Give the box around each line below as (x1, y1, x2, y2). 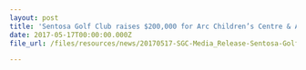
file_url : (9, 38, 47, 48)
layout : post (9, 13, 59, 23)
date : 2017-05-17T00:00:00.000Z (9, 30, 132, 39)
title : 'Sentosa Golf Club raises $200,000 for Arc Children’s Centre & (9, 22, 291, 31)
